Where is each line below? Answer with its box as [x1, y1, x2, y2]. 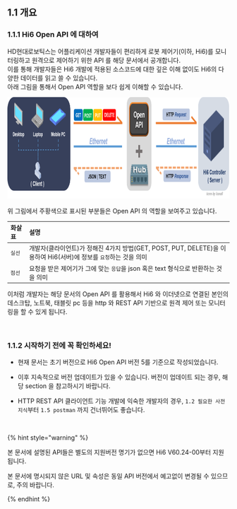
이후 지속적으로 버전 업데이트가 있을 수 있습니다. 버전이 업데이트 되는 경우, [17, 373, 221, 382]
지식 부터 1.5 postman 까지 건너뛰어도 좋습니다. [17, 406, 145, 414]
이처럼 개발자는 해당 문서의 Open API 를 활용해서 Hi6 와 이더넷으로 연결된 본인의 [7, 290, 229, 298]
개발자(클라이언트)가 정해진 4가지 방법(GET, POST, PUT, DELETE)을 [29, 244, 219, 252]
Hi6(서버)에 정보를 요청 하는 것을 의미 [47, 253, 147, 262]
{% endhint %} [7, 495, 51, 503]
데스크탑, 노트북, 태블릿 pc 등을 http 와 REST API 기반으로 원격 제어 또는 [7, 299, 207, 308]
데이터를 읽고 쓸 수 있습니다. [20, 74, 98, 82]
